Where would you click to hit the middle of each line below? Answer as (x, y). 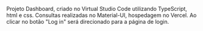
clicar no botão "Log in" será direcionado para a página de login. (88, 22)
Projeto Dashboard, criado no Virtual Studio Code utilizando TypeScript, (97, 9)
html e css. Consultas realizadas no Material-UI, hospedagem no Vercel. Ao (102, 15)
